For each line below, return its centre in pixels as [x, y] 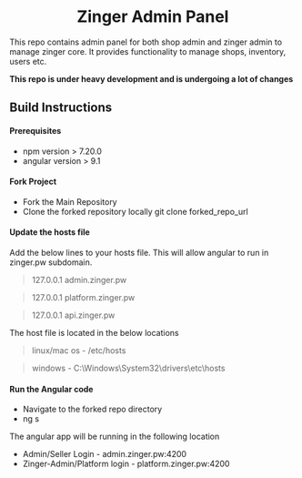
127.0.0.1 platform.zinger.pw [83, 297]
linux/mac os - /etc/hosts [79, 350]
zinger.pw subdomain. [51, 262]
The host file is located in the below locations [94, 332]
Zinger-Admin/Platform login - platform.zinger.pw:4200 [126, 464]
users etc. [28, 61]
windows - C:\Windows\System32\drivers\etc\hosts [128, 368]
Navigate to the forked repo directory [92, 409]
